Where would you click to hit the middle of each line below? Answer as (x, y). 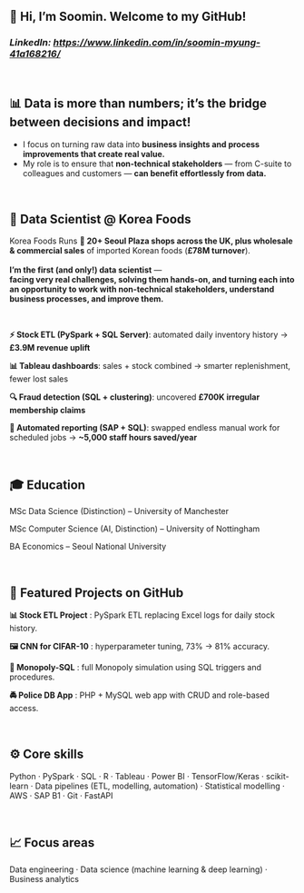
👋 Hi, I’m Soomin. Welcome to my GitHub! (128, 17)
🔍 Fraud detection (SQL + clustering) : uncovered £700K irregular (135, 397)
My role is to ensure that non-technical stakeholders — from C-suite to (157, 164)
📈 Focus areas (52, 843)
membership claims (48, 411)
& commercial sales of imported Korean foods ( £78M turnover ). (130, 251)
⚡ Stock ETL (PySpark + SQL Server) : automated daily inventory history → (149, 335)
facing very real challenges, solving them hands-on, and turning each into (152, 280)
